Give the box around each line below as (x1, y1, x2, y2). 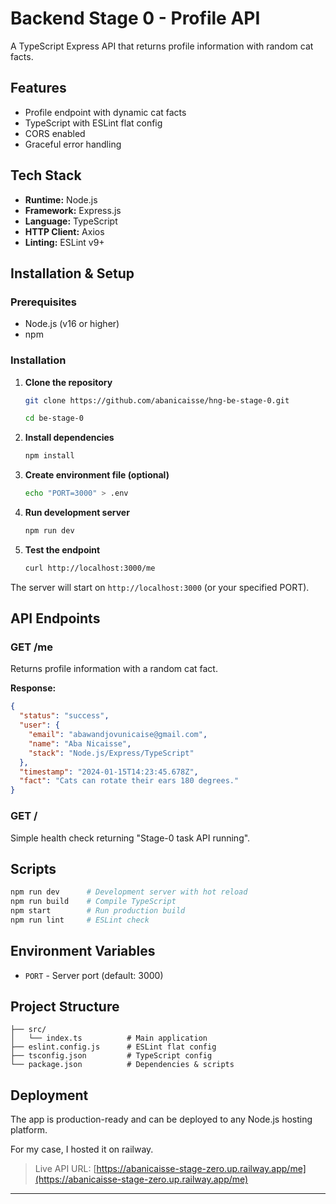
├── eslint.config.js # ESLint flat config (10, 1042, 217, 1052)
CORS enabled (24, 127, 86, 139)
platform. (10, 1124, 48, 1136)
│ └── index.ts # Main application (10, 1033, 208, 1044)
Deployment (10, 1087, 89, 1104)
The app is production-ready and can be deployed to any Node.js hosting (10, 1113, 313, 1126)
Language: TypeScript (24, 215, 118, 227)
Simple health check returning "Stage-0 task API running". (10, 832, 251, 844)
